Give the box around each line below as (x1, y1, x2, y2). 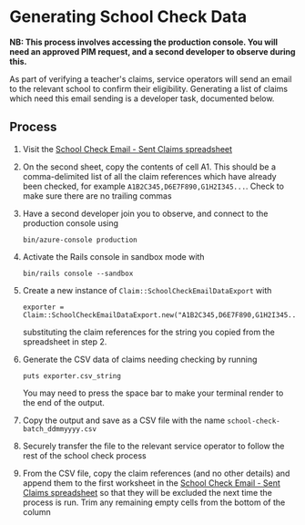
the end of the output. (22, 396, 105, 407)
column (22, 506, 52, 517)
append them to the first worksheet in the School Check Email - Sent (22, 477, 280, 489)
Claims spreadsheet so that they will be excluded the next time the (22, 487, 273, 498)
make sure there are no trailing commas (22, 190, 172, 201)
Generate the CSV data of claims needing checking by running (22, 354, 258, 365)
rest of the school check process (22, 449, 147, 461)
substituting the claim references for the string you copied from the (22, 326, 275, 337)
